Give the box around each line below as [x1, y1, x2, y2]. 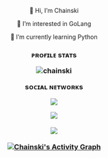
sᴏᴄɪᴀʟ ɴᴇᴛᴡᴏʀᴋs [25, 82, 83, 91]
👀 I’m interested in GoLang [16, 20, 92, 27]
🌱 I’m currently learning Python [10, 33, 98, 41]
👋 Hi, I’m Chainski [29, 7, 79, 14]
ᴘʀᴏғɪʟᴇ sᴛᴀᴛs [31, 50, 77, 59]
